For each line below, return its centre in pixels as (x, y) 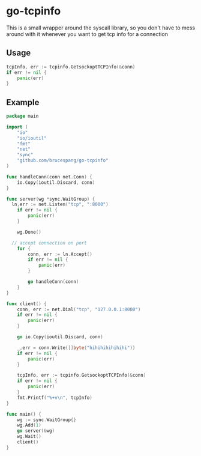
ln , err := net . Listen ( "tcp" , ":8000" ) (60, 205)
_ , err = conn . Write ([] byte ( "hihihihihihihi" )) (76, 348)
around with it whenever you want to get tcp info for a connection (87, 34)
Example (23, 102)
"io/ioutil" (32, 138)
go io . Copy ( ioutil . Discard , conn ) (60, 337)
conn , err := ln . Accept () (60, 254)
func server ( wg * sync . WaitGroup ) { (51, 199)
